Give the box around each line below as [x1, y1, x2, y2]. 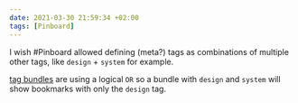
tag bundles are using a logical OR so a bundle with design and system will [9, 73, 282, 84]
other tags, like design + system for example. [9, 56, 174, 67]
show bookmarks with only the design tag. [9, 83, 167, 94]
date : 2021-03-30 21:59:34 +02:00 [9, 13, 140, 23]
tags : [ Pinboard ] [9, 22, 75, 31]
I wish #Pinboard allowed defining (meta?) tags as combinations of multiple [9, 46, 289, 57]
